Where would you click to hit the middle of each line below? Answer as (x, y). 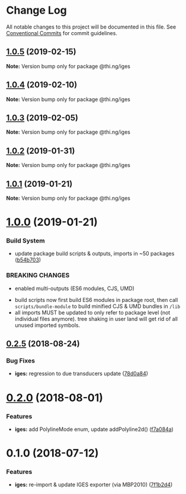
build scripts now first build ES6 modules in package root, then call (96, 300)
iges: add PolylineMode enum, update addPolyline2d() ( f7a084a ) (94, 429)
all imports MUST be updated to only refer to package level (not (92, 312)
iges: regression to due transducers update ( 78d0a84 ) (81, 374)
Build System (26, 241)
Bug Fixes (21, 361)
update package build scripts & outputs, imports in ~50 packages (94, 254)
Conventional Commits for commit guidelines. (62, 33)
